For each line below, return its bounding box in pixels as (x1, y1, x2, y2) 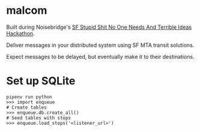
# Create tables (6, 104, 47, 110)
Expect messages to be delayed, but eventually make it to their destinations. (6, 53, 195, 60)
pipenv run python (6, 94, 52, 100)
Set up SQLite (6, 74, 76, 88)
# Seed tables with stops (6, 115, 71, 121)
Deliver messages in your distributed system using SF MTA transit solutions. (6, 41, 195, 49)
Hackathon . (6, 29, 35, 37)
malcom (6, 4, 47, 17)
